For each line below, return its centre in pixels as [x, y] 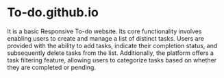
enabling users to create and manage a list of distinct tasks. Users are [105, 38]
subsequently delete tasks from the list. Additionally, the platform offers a [111, 53]
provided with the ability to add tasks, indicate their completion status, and [112, 45]
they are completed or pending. [51, 67]
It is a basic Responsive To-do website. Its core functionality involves [104, 31]
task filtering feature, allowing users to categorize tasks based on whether [112, 60]
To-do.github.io [53, 13]
